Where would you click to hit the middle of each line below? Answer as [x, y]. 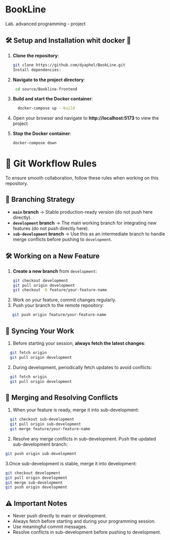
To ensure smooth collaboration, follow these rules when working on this [82, 178]
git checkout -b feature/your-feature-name [60, 290]
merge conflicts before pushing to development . [62, 239]
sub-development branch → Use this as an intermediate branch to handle [89, 234]
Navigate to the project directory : [49, 80]
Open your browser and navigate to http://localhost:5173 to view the [86, 118]
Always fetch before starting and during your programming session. [84, 521]
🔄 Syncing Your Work [40, 331]
